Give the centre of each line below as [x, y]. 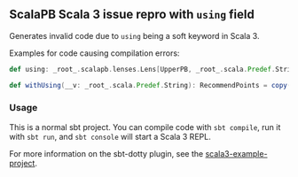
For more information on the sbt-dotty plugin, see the [106, 153]
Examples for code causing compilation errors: [94, 53]
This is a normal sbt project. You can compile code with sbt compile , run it [145, 127]
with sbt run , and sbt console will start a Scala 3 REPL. [110, 136]
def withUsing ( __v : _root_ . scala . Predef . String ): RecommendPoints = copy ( [150, 85]
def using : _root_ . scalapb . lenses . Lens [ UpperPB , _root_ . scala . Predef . [142, 69]
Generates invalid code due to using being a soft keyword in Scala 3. [134, 35]
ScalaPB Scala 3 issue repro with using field [132, 15]
